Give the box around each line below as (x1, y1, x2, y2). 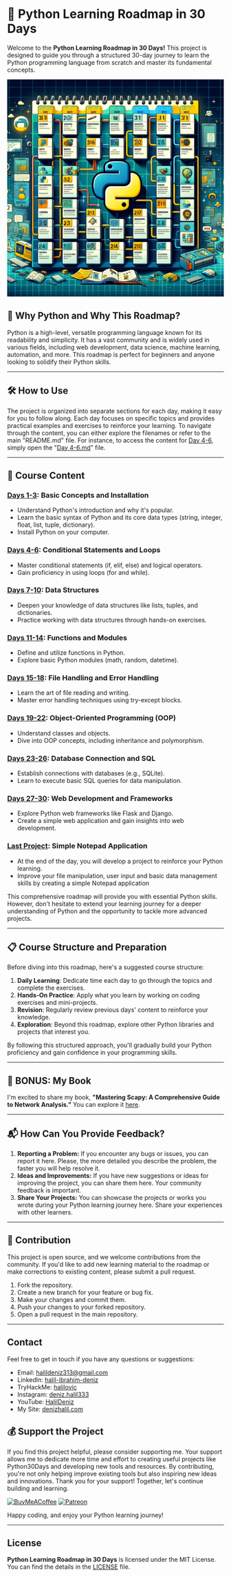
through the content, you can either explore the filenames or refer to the (7, 429, 211, 437)
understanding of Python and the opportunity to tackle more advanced (7, 906, 208, 915)
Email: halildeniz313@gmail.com (16, 1368, 109, 1376)
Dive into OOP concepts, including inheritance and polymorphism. (16, 736, 204, 744)
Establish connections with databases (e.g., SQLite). (16, 769, 165, 777)
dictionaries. (16, 608, 53, 616)
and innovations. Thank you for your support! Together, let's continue (7, 1476, 204, 1485)
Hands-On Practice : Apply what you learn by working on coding (16, 991, 201, 999)
